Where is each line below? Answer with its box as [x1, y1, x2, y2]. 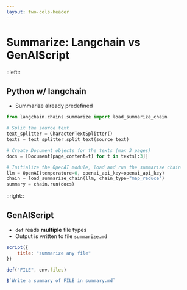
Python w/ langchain [6, 86, 86, 96]
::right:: [6, 192, 24, 200]
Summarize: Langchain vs [6, 35, 141, 49]
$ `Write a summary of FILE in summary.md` [6, 278, 116, 284]
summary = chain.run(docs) [6, 181, 75, 187]
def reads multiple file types [15, 226, 87, 233]
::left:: [6, 68, 21, 76]
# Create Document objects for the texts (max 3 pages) [6, 147, 151, 153]
